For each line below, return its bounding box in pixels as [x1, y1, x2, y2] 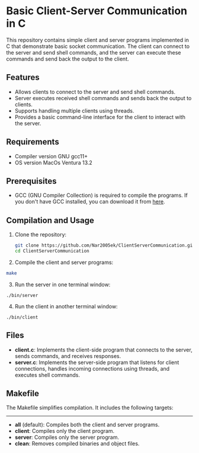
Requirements [6, 137, 59, 147]
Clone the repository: [14, 231, 67, 238]
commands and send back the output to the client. [6, 55, 129, 62]
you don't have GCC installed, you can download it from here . [14, 198, 166, 205]
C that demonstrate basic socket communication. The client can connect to [6, 43, 190, 50]
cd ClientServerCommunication [14, 248, 90, 254]
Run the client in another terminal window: [14, 302, 118, 310]
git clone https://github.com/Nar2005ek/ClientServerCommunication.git [14, 243, 195, 248]
